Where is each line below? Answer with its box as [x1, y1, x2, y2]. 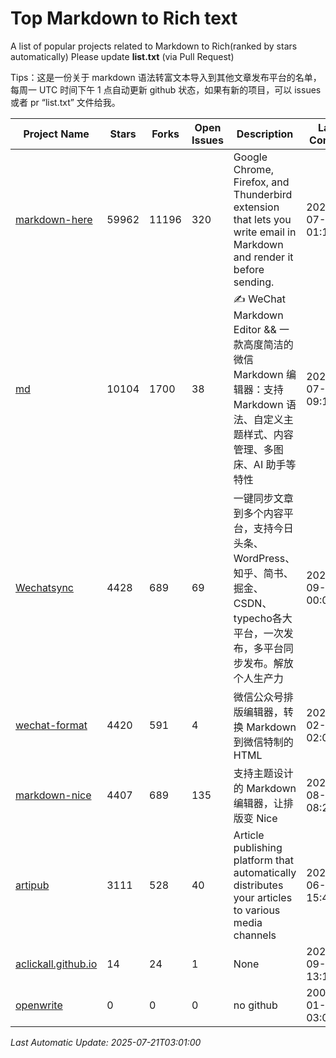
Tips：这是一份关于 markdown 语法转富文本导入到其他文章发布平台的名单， [10, 71, 322, 83]
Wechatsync [15, 580, 74, 594]
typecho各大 [233, 611, 293, 625]
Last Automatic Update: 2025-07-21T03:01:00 [10, 1036, 202, 1048]
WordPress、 [233, 551, 296, 565]
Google [233, 150, 268, 164]
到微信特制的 [233, 735, 294, 749]
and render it [233, 250, 294, 264]
